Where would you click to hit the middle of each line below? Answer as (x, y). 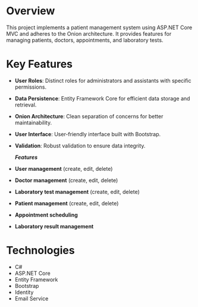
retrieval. (26, 105)
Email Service (32, 298)
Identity (24, 292)
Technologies (41, 250)
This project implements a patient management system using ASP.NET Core (99, 27)
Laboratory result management (54, 226)
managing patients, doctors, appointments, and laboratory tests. (85, 40)
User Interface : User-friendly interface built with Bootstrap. (88, 134)
